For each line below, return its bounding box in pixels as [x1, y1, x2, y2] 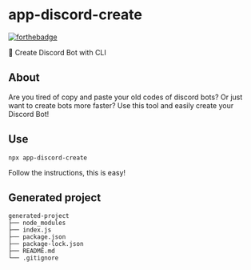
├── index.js [8, 226, 52, 234]
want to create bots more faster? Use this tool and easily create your [8, 100, 234, 110]
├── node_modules [8, 219, 66, 228]
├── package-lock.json [8, 240, 84, 248]
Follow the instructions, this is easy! [8, 167, 126, 177]
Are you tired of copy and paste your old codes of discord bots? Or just [8, 92, 243, 102]
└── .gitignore [8, 254, 59, 262]
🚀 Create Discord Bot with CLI [8, 47, 106, 57]
